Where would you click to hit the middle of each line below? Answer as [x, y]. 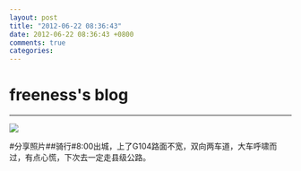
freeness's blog [69, 95]
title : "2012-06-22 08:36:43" [66, 26]
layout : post [34, 17]
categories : [31, 51]
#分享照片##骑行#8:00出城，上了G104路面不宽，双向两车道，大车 [131, 146]
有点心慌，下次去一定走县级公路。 [87, 158]
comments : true [38, 43]
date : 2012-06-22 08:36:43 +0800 [72, 34]
